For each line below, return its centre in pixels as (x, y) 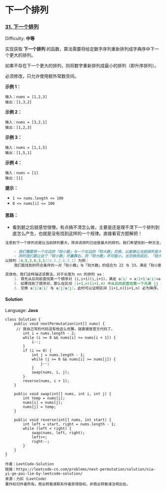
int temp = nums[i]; (44, 398)
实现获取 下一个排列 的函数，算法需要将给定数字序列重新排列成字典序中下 (80, 49)
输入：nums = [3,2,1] (26, 122)
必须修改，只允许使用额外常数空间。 (42, 76)
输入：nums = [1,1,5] (26, 148)
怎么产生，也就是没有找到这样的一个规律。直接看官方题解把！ (79, 233)
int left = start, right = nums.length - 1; (69, 424)
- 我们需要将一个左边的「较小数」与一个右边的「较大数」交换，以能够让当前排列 (84, 252)
